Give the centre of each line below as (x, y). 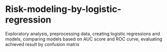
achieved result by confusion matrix (42, 44)
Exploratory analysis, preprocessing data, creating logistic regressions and (82, 33)
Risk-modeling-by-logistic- (63, 9)
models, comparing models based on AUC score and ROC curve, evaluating (84, 39)
